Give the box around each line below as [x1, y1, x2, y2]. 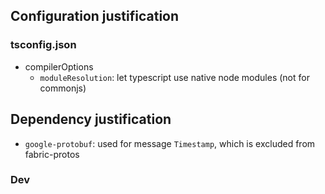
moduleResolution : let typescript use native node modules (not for [39, 71, 310, 83]
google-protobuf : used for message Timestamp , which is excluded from [24, 137, 316, 149]
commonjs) [39, 82, 87, 94]
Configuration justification [10, 8, 180, 25]
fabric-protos [24, 148, 80, 160]
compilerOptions [24, 60, 94, 73]
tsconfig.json [10, 38, 77, 52]
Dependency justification [10, 111, 172, 128]
